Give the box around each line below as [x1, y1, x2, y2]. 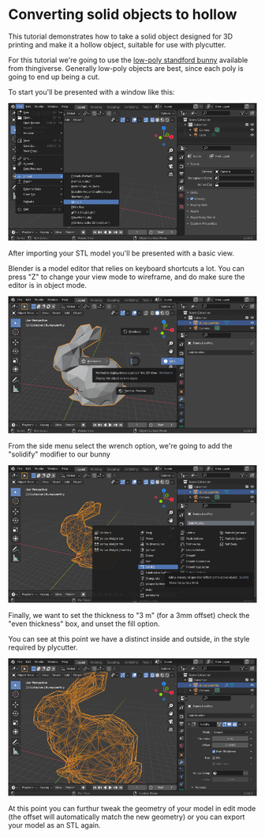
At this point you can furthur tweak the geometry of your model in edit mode [8, 804, 256, 813]
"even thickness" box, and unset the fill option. [8, 619, 160, 628]
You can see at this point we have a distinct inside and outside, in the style [8, 635, 250, 644]
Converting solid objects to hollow [8, 6, 237, 24]
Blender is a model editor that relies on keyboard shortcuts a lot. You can [8, 263, 244, 273]
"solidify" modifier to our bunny [8, 449, 110, 459]
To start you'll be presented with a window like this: [8, 87, 175, 96]
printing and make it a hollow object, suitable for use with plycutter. [8, 39, 226, 49]
